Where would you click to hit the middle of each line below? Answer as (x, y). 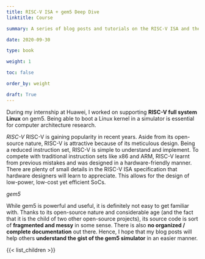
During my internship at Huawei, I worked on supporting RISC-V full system (102, 112)
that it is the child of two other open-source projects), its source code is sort (102, 218)
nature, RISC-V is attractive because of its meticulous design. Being (110, 143)
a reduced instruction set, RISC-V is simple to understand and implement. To (103, 149)
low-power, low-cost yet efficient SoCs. (56, 182)
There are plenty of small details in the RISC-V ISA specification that (92, 169)
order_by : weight (28, 83)
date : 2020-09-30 (28, 40)
